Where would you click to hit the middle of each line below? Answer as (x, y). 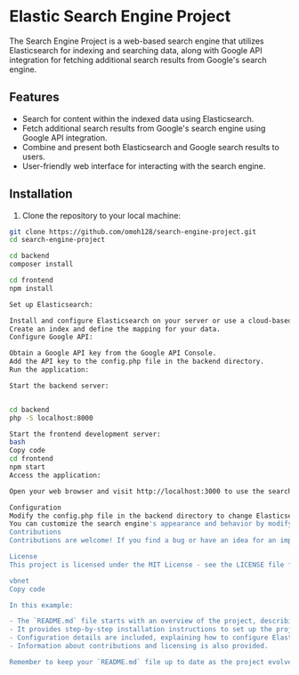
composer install (41, 264)
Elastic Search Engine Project (120, 16)
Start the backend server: (59, 386)
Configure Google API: (51, 337)
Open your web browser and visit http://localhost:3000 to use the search (151, 491)
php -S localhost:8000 (51, 418)
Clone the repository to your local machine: (101, 215)
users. (34, 157)
